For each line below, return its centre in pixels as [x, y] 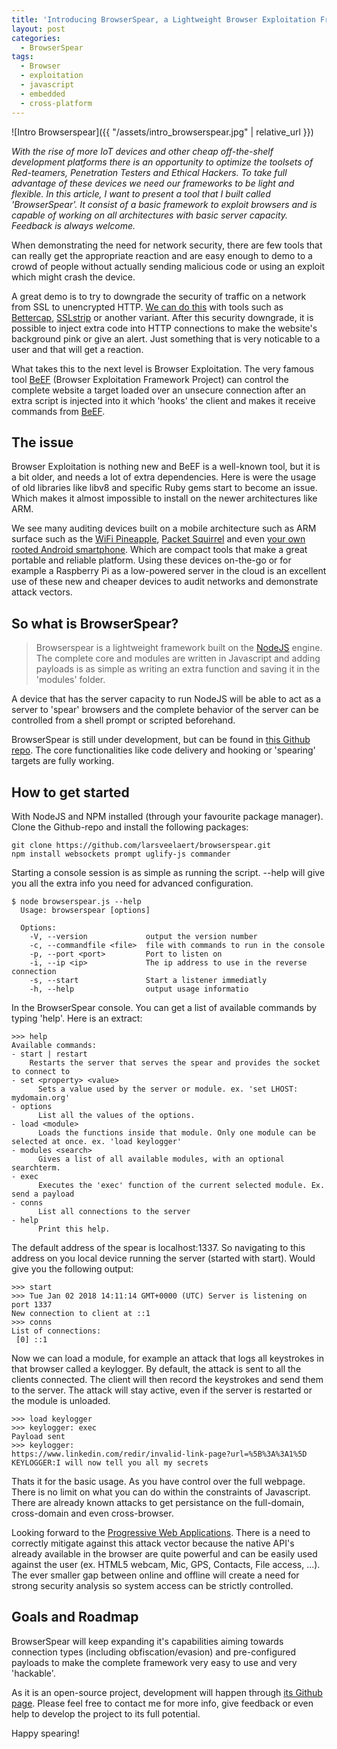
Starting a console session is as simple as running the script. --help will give [168, 872]
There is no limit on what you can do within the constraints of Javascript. [161, 1492]
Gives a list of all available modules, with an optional [161, 1159]
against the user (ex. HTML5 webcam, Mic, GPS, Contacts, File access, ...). [166, 1564]
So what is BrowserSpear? [95, 623]
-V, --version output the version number [143, 936]
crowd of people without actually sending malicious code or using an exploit [168, 266]
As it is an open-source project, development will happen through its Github [167, 1692]
